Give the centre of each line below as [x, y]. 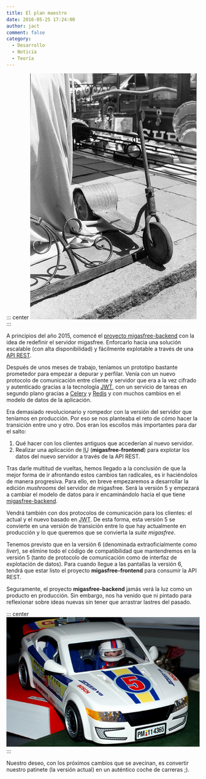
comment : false [26, 33]
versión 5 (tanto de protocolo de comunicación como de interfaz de [92, 557]
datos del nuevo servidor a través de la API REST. [78, 456]
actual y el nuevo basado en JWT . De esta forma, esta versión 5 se [91, 519]
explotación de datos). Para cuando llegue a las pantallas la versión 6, [94, 564]
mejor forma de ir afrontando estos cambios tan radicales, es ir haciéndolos [102, 475]
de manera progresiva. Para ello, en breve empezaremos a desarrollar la [97, 481]
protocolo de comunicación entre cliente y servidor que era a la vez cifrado [101, 380]
